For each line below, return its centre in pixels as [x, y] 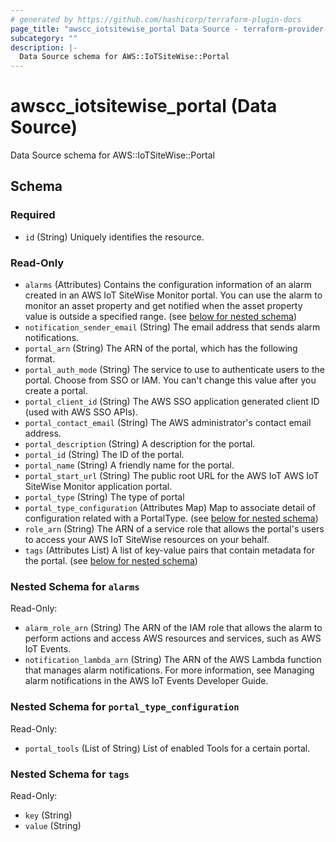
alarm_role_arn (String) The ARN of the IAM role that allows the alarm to [173, 628]
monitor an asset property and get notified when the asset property [163, 306]
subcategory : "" [44, 38]
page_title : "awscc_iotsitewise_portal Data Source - [125, 29]
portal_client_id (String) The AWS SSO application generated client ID [172, 402]
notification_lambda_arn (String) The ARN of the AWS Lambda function [173, 660]
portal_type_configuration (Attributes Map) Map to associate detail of [170, 508]
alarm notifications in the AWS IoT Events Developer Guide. [146, 681]
